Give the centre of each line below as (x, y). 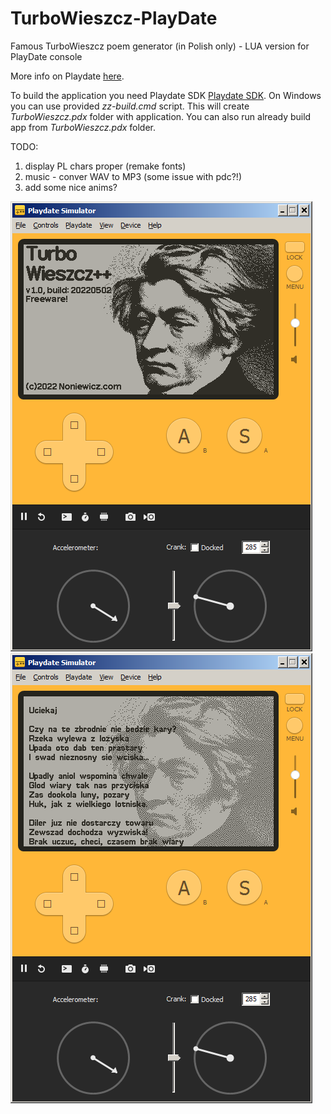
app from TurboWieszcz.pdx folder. (83, 127)
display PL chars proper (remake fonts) (105, 166)
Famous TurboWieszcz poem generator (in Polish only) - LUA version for (160, 46)
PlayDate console (46, 56)
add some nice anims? (71, 187)
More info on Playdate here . (67, 76)
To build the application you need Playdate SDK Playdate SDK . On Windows (166, 95)
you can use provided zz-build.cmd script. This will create (130, 106)
